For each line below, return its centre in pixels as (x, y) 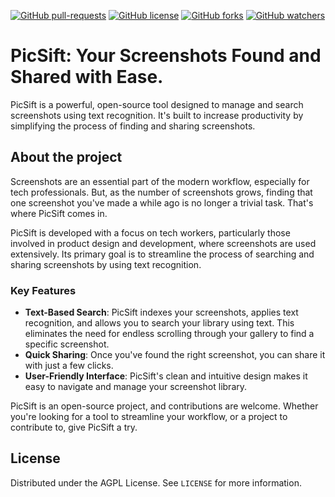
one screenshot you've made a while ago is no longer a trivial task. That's (162, 202)
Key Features (43, 290)
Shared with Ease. (87, 77)
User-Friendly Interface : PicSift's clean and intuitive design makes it (166, 376)
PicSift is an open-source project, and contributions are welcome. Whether (164, 406)
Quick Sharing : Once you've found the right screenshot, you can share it (175, 355)
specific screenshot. (67, 344)
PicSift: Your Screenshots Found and (166, 56)
